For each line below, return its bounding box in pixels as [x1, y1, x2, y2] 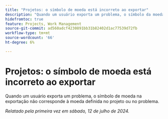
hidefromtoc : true [5, 16, 43, 21]
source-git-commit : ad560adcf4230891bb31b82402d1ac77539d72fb [5, 26, 137, 31]
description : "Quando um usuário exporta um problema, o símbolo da [5, 12, 151, 17]
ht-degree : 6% [5, 40, 35, 45]
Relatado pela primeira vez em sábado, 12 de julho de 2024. [5, 108, 129, 114]
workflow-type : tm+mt [5, 30, 50, 35]
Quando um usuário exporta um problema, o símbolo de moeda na [5, 93, 142, 99]
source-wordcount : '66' [5, 35, 55, 40]
